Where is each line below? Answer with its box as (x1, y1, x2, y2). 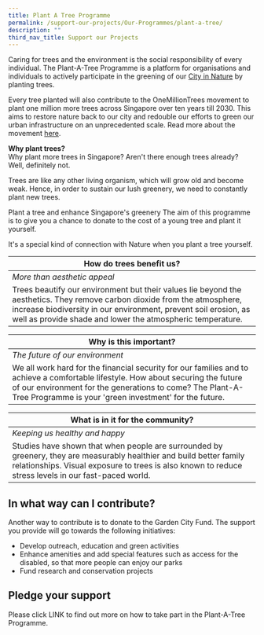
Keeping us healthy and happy (12, 428, 126, 439)
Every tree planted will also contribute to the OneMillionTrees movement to (8, 95, 250, 105)
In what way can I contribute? (8, 497, 156, 510)
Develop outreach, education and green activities (19, 541, 179, 551)
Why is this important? (88, 336, 176, 347)
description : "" (8, 26, 61, 34)
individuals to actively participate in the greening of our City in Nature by (8, 72, 244, 81)
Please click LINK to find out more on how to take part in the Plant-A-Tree (8, 610, 246, 619)
